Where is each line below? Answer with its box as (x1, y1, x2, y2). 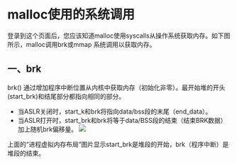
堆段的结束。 (7, 148, 45, 157)
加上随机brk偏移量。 (17, 125, 78, 133)
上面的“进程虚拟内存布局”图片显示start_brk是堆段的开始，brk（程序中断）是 (7, 140, 229, 148)
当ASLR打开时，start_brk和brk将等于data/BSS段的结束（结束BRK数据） (17, 116, 227, 124)
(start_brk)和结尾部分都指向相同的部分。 (7, 92, 126, 100)
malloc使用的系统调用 (7, 6, 135, 23)
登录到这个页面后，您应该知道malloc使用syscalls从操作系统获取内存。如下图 (7, 31, 231, 40)
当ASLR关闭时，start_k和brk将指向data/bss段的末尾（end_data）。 (17, 107, 212, 116)
